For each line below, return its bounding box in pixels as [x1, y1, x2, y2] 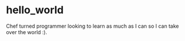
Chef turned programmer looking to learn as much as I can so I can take [6, 23, 179, 29]
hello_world [6, 3, 64, 17]
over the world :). [6, 28, 48, 35]
